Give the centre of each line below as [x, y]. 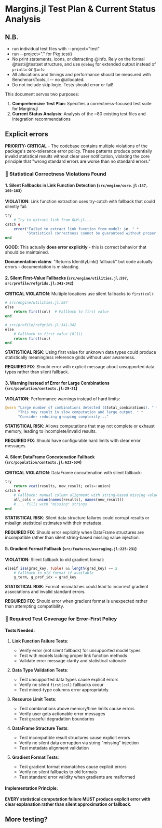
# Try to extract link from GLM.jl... [53, 220]
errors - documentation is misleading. [42, 267]
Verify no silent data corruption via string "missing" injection [79, 743]
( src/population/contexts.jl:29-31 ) [41, 388]
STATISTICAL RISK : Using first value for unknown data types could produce [81, 352]
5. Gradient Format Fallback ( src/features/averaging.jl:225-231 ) [71, 549]
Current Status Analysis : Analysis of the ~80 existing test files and [79, 114]
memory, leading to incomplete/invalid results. [51, 431]
